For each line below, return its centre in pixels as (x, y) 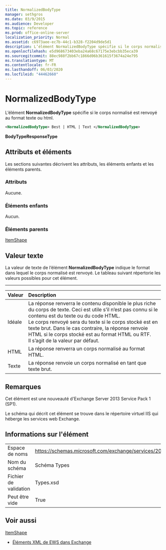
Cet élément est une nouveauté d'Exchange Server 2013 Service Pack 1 (78, 399)
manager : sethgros (24, 14)
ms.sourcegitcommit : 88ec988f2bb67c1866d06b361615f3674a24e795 (72, 56)
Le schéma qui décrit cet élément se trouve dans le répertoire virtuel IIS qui (82, 414)
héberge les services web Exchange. (43, 419)
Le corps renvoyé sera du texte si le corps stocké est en (93, 322)
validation (19, 489)
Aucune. (14, 193)
